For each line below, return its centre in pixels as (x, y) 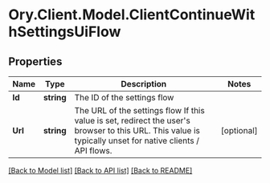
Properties (35, 61)
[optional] (239, 130)
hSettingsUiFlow (65, 32)
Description (144, 84)
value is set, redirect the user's (132, 120)
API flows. (93, 150)
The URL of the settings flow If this (139, 110)
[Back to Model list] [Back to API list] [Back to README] (100, 171)
